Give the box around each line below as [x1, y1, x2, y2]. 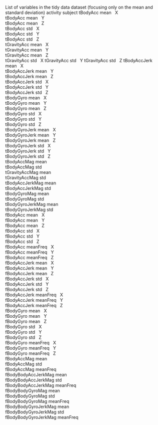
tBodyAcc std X [5, 26, 40, 32]
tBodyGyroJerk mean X [5, 127, 56, 132]
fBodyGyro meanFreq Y [5, 345, 56, 351]
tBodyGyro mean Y [5, 100, 47, 106]
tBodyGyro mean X [5, 95, 47, 101]
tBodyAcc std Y [5, 31, 40, 37]
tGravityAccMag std [5, 175, 46, 180]
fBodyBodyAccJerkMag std [5, 377, 62, 383]
